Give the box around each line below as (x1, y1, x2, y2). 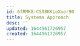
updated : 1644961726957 (6, 25, 67, 32)
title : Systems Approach (6, 14, 69, 20)
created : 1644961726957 (6, 31, 67, 37)
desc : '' (6, 20, 28, 26)
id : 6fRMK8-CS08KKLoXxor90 (6, 8, 75, 15)
